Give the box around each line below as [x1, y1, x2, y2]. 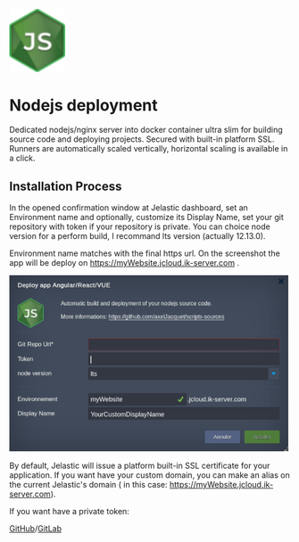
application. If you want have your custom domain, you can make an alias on [9, 470, 290, 480]
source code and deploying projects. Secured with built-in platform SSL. [9, 134, 275, 144]
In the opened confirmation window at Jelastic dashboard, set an [9, 202, 248, 213]
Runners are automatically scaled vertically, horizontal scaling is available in [9, 144, 288, 154]
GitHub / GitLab [9, 523, 62, 534]
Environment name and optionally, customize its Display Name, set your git [9, 212, 284, 223]
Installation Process [9, 178, 122, 193]
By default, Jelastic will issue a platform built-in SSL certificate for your [9, 460, 270, 472]
